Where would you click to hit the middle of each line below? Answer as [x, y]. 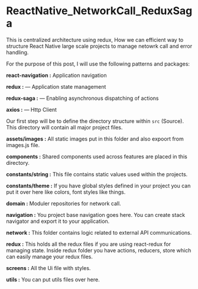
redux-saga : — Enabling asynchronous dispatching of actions [82, 98]
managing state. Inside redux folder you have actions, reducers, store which [99, 250]
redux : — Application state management [56, 86]
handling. [17, 52]
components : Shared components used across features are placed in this [97, 156]
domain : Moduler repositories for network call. [64, 203]
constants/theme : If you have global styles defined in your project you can [98, 186]
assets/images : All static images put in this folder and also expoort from [95, 139]
